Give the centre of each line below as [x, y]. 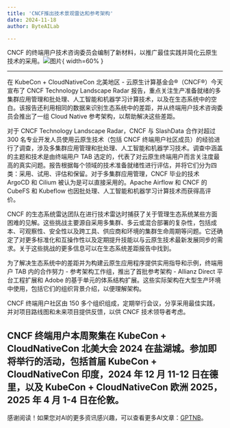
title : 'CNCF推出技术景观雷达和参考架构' [60, 13]
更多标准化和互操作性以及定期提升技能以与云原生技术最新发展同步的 [121, 240]
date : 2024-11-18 [32, 20]
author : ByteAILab [33, 26]
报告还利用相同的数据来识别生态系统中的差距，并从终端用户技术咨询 [121, 108]
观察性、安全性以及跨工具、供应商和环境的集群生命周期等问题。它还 [121, 231]
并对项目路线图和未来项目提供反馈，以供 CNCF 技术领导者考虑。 [98, 312]
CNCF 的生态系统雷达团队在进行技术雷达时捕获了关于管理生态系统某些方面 [112, 214]
